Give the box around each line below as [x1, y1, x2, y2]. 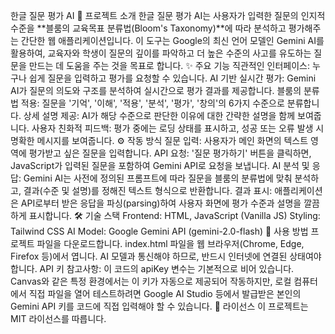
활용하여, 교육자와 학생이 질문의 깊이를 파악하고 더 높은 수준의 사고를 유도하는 [10, 47, 312, 59]
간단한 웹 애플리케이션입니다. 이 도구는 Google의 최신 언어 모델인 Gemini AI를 [20, 35, 325, 46]
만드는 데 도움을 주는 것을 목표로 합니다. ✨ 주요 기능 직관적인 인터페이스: [28, 60, 310, 71]
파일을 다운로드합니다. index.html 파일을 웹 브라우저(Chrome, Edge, [36, 238, 305, 249]
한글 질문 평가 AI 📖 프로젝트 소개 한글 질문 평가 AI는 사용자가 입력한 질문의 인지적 [10, 10, 326, 21]
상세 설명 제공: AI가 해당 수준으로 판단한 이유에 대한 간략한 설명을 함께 [23, 110, 296, 121]
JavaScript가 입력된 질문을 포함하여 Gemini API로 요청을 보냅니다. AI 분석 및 [10, 160, 310, 171]
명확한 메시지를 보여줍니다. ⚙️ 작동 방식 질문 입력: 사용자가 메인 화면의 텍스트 [10, 135, 309, 146]
